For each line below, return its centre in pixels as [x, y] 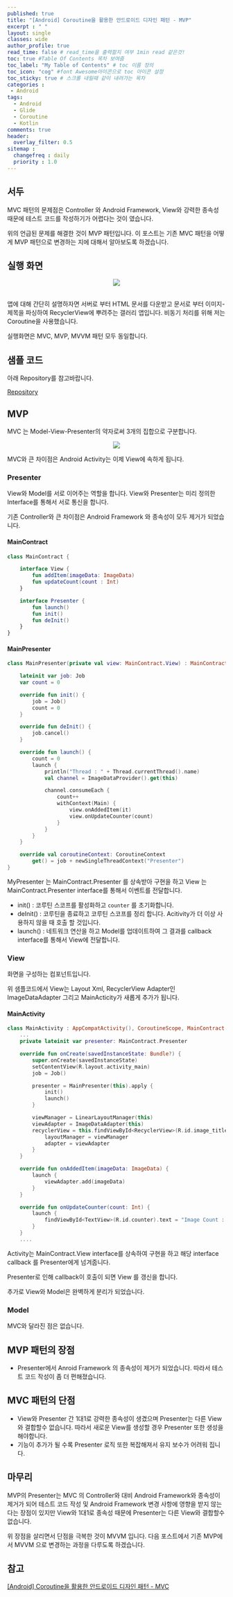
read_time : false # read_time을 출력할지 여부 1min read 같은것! [96, 53]
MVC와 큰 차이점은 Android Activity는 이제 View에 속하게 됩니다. [96, 459]
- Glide [25, 110]
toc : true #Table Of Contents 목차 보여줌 [66, 59]
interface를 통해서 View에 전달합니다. [68, 940]
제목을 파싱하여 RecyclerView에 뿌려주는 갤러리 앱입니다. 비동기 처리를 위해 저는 [116, 313]
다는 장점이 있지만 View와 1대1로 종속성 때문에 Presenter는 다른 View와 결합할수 [116, 1512]
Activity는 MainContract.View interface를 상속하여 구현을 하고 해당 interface [113, 1253]
